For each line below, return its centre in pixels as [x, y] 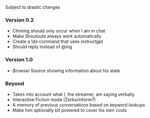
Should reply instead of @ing [42, 47]
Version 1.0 [19, 60]
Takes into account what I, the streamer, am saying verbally [73, 94]
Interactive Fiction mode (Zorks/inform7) [54, 100]
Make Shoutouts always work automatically [57, 36]
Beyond [15, 83]
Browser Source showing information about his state [66, 70]
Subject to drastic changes [33, 7]
